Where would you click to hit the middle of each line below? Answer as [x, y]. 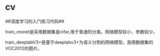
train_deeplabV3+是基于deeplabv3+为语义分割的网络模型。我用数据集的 [79, 42]
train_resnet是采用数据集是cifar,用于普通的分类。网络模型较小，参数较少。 [81, 31]
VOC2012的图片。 [24, 48]
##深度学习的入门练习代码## [35, 21]
